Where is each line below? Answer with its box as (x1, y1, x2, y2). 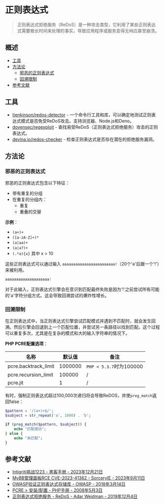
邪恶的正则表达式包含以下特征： (5, 180, 70, 186)
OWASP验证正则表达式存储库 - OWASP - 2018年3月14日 (12, 481, 126, 487)
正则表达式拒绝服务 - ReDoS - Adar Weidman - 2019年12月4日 (12, 494, 138, 500)
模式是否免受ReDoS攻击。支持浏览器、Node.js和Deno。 (21, 118, 134, 124)
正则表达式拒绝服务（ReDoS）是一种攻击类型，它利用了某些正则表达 (17, 22, 156, 27)
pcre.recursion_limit (7, 371, 54, 378)
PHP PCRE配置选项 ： (5, 341, 48, 346)
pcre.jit (7, 379, 24, 386)
